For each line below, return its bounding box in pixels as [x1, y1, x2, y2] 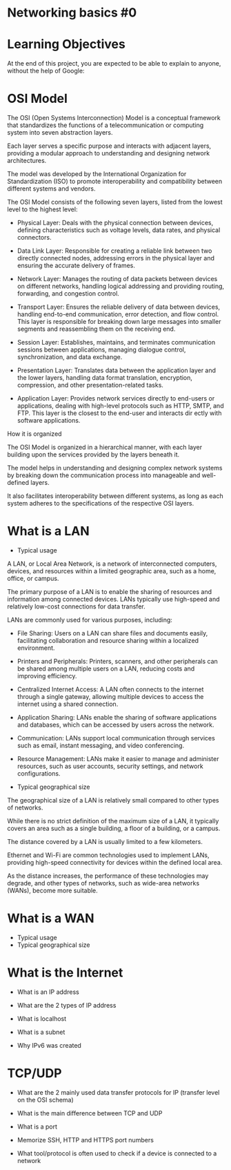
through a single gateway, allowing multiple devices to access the [17, 693, 204, 700]
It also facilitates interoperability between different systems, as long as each [7, 492, 223, 500]
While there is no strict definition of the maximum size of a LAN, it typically [7, 817, 219, 825]
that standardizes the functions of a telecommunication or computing [7, 121, 204, 129]
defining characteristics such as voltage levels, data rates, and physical [17, 226, 221, 234]
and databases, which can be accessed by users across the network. [17, 720, 215, 729]
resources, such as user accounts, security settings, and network [17, 762, 203, 770]
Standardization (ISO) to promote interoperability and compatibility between [7, 178, 223, 186]
